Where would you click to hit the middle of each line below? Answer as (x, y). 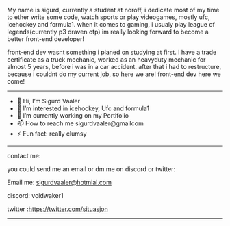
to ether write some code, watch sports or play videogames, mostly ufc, (108, 17)
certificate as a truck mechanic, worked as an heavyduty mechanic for (106, 60)
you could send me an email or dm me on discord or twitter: (91, 169)
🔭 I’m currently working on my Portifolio (73, 115)
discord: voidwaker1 (35, 196)
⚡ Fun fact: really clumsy (52, 134)
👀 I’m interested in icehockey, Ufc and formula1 (83, 108)
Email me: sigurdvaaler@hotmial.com (59, 182)
